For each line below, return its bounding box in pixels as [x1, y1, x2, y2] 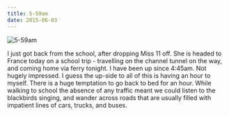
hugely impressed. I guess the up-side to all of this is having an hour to [7, 71, 211, 80]
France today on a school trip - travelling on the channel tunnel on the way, [7, 56, 223, 65]
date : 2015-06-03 [7, 17, 58, 24]
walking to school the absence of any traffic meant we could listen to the [7, 86, 216, 94]
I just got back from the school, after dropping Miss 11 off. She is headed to [7, 49, 222, 58]
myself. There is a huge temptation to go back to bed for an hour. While [7, 78, 212, 87]
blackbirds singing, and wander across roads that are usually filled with [7, 93, 212, 101]
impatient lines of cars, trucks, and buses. [7, 101, 127, 109]
